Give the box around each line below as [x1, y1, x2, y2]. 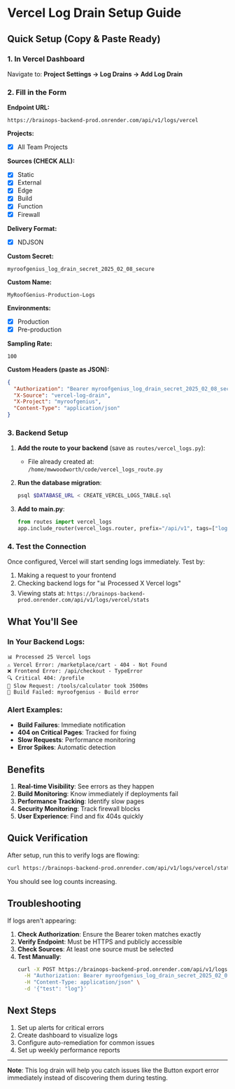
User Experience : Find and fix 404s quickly [17, 812, 143, 821]
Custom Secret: [7, 251, 54, 260]
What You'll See [7, 616, 78, 628]
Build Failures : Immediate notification [17, 721, 126, 730]
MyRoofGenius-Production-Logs [7, 291, 96, 298]
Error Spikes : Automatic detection [17, 743, 116, 752]
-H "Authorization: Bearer [24, 972, 103, 979]
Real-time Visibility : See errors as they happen [17, 782, 155, 791]
